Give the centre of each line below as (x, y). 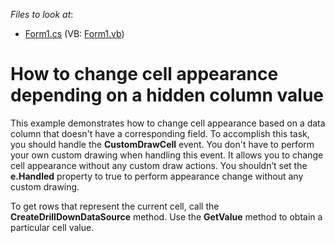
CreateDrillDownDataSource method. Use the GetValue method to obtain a (166, 216)
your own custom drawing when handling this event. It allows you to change (167, 155)
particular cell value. (52, 227)
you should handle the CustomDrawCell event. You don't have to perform (162, 144)
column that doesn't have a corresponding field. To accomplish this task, (160, 133)
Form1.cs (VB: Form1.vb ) (74, 33)
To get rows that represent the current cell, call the (115, 206)
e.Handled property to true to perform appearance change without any (157, 176)
